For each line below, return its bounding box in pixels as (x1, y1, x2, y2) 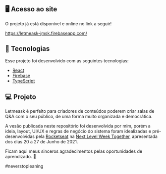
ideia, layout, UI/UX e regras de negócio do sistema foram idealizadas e (5, 129, 152, 134)
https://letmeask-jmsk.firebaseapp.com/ (5, 30, 88, 36)
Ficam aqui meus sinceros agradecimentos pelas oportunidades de (5, 148, 143, 154)
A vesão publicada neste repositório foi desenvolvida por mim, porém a (5, 123, 151, 129)
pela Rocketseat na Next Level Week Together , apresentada (35, 133, 158, 139)
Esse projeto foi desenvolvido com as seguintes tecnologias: (5, 57, 129, 64)
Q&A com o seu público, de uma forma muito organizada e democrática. (5, 114, 153, 120)
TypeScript (12, 78, 35, 84)
